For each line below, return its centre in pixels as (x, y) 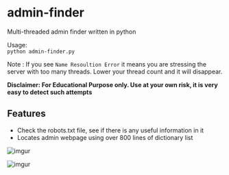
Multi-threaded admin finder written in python (72, 32)
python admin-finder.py (41, 51)
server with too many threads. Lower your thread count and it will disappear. (115, 71)
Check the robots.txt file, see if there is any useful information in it (110, 130)
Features (26, 114)
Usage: (17, 45)
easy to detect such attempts (50, 92)
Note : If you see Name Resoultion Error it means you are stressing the (107, 64)
